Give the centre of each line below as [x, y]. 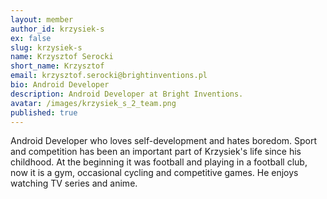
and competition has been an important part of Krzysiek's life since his [156, 152]
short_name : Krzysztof [57, 66]
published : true [44, 112]
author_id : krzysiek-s [57, 29]
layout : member [42, 19]
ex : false [31, 38]
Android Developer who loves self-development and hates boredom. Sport [164, 141]
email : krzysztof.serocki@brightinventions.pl [109, 76]
